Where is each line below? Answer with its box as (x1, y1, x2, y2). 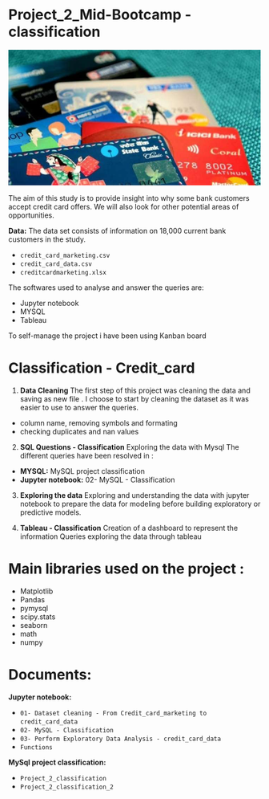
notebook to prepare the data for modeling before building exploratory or (19, 499, 261, 508)
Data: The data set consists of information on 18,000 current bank (8, 226, 227, 235)
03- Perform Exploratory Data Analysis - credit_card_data (19, 735, 222, 743)
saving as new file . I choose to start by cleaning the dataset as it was (19, 393, 250, 403)
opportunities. (8, 210, 54, 220)
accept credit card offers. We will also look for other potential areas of (8, 202, 239, 211)
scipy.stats (19, 612, 56, 622)
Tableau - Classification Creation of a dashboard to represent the (19, 523, 239, 532)
